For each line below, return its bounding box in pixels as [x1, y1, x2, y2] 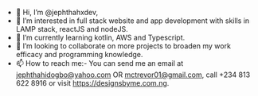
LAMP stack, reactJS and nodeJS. [15, 25, 129, 33]
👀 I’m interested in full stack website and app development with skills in [15, 16, 250, 25]
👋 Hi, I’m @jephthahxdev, [15, 8, 99, 17]
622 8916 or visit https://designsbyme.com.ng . [15, 79, 170, 87]
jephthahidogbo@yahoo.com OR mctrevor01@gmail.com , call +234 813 [15, 70, 251, 79]
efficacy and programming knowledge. [15, 50, 143, 59]
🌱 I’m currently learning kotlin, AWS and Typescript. [15, 33, 186, 42]
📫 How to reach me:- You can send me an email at [15, 59, 184, 67]
